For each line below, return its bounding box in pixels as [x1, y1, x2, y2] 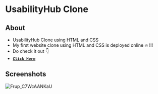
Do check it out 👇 [12, 48, 49, 54]
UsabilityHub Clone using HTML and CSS [12, 37, 99, 43]
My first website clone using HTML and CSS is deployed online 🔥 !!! [12, 42, 153, 48]
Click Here [12, 56, 36, 61]
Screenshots [5, 70, 46, 78]
